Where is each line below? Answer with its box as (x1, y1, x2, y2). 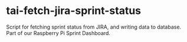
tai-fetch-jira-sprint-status (6, 4, 142, 17)
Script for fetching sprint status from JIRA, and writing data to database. (6, 23, 182, 30)
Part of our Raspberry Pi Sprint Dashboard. (6, 29, 111, 36)
